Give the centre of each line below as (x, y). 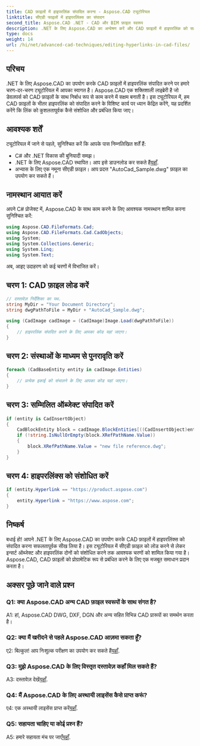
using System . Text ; (30, 255)
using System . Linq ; (30, 249)
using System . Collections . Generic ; (50, 244)
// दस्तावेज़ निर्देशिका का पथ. (34, 299)
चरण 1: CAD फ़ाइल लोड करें (48, 285)
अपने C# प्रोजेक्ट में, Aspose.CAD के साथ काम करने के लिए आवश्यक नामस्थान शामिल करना (96, 209)
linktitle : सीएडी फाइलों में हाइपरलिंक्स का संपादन (55, 17)
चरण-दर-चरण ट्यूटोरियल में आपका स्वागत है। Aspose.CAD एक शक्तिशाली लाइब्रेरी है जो (93, 90)
